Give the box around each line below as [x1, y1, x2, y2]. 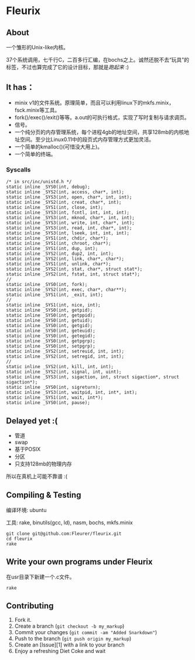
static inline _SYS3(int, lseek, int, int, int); [6, 230, 130, 236]
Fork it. [14, 617, 32, 624]
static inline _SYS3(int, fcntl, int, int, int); [6, 210, 130, 215]
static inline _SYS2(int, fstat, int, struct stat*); [6, 271, 141, 277]
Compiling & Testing [6, 490, 81, 500]
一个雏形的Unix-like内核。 [6, 44, 69, 50]
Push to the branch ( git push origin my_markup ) [14, 635, 132, 642]
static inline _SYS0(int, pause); [6, 400, 91, 406]
